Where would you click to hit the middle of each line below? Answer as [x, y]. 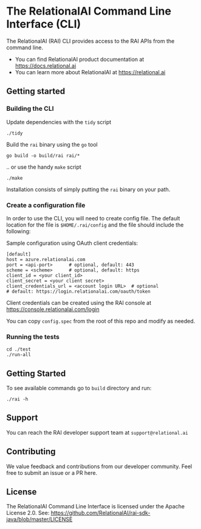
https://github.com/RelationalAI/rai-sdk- [101, 513]
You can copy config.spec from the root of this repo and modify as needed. [101, 321]
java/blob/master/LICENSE [39, 519]
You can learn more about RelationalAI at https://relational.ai [90, 72]
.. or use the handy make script [44, 167]
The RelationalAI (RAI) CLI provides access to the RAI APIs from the [90, 41]
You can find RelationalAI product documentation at [80, 59]
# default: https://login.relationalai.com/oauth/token [78, 291]
